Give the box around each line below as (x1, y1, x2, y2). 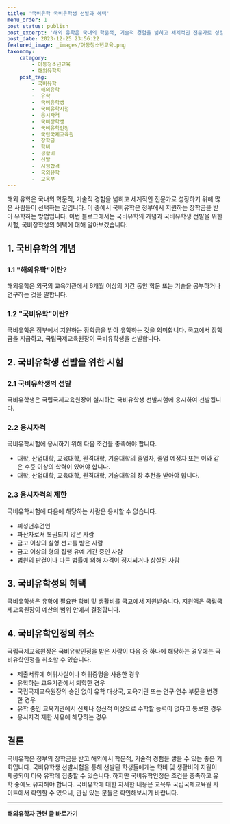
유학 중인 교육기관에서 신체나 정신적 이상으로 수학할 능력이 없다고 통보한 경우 (16, 704, 222, 712)
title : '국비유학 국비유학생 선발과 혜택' (7, 10, 110, 17)
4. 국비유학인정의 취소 (7, 628, 94, 639)
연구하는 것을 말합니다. (7, 290, 68, 298)
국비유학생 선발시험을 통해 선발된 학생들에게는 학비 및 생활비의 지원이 (32, 763, 218, 771)
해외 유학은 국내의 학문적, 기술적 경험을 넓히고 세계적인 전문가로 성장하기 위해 (7, 195, 214, 203)
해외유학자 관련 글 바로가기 (7, 810, 78, 818)
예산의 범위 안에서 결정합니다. (42, 606, 121, 614)
